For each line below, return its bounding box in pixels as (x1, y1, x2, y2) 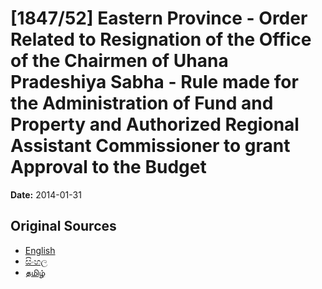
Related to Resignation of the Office (10, 28, 312, 51)
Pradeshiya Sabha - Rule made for (10, 71, 299, 94)
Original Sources (10, 218, 117, 235)
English (24, 244, 56, 256)
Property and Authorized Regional (10, 113, 300, 136)
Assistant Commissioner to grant (10, 135, 291, 157)
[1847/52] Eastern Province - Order (10, 7, 308, 30)
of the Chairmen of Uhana (10, 50, 229, 72)
